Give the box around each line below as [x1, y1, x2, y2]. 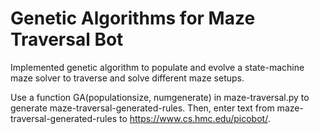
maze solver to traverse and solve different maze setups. [10, 72, 245, 84]
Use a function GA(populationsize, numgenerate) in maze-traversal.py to [10, 91, 310, 103]
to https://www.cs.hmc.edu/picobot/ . [118, 112, 271, 124]
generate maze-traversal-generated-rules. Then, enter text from [10, 102, 275, 114]
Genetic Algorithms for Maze [10, 7, 256, 30]
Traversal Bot [10, 28, 124, 51]
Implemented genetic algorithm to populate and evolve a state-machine [10, 61, 305, 73]
